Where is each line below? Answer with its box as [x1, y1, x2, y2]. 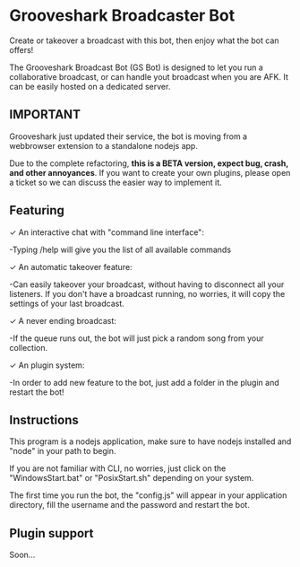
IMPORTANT [9, 107, 81, 122]
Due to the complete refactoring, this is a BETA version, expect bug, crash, [9, 158, 289, 169]
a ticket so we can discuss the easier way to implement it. [9, 177, 222, 188]
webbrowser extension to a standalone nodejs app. [9, 140, 199, 151]
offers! [9, 44, 34, 55]
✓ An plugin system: [9, 360, 85, 371]
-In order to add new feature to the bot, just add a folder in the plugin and [9, 377, 279, 388]
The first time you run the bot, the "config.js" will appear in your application [9, 490, 287, 501]
